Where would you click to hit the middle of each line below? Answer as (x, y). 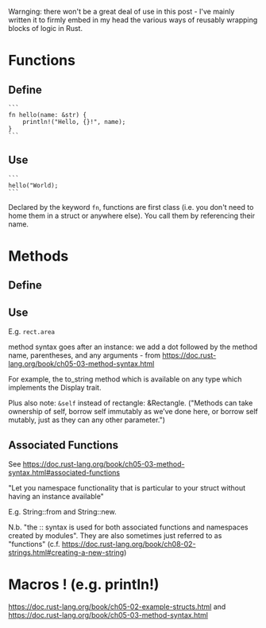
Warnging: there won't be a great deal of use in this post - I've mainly (121, 12)
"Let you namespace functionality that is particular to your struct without (127, 488)
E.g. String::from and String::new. (62, 512)
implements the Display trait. (55, 388)
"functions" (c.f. (35, 545)
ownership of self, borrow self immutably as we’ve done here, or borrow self (133, 412)
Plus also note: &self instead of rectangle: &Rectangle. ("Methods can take (131, 403)
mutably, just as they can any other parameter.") (87, 420)
